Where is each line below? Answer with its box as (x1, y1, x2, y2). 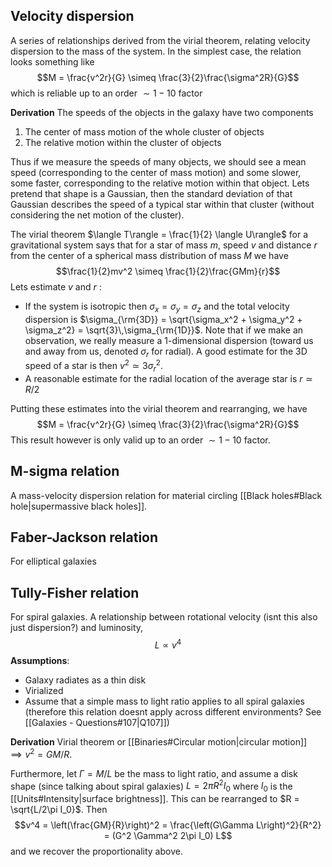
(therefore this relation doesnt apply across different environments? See (24, 705, 322, 718)
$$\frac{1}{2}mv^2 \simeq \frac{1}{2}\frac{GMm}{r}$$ (55, 265, 281, 277)
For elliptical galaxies (10, 555, 97, 568)
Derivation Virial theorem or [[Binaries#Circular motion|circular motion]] (10, 735, 308, 748)
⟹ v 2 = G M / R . (10, 746, 73, 760)
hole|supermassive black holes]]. (10, 500, 148, 512)
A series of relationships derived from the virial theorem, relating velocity (10, 34, 311, 46)
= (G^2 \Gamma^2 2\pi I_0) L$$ (103, 830, 233, 842)
